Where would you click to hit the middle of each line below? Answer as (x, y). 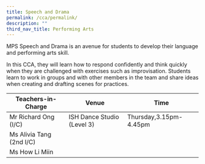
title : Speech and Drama (38, 12)
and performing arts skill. (38, 53)
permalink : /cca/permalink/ (42, 18)
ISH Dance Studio (94, 117)
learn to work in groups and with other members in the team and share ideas (103, 77)
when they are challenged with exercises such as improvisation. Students (99, 71)
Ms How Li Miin (31, 152)
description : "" (27, 23)
